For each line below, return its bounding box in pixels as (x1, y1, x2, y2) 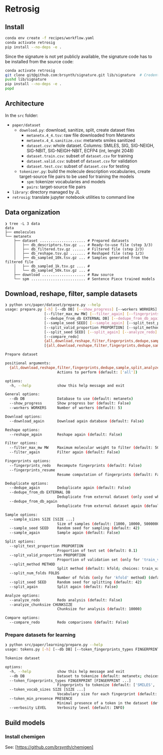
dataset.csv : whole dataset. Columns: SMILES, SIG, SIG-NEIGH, (26, 142, 155, 148)
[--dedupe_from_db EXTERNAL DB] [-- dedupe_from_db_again (44, 316, 162, 321)
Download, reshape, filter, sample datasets (5, 290, 138, 298)
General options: (5, 392, 40, 397)
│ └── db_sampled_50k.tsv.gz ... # (14, 268, 90, 273)
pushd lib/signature (5, 77, 47, 82)
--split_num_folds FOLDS (9, 571, 60, 576)
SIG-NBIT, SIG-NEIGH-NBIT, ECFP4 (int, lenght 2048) (26, 147, 134, 154)
